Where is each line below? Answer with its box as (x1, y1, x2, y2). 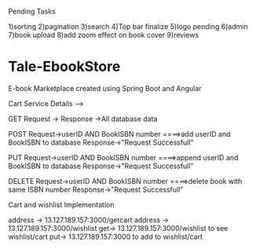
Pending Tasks (8, 7, 57, 16)
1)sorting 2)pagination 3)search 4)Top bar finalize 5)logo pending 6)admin (8, 22, 249, 31)
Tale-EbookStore (8, 58, 121, 75)
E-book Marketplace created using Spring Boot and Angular (8, 83, 202, 93)
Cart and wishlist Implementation (8, 200, 115, 209)
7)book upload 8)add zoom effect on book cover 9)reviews (8, 31, 199, 39)
